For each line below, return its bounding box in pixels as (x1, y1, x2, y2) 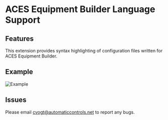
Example (5, 68, 33, 76)
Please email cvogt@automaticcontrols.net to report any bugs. (5, 109, 135, 115)
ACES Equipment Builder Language (5, 4, 155, 15)
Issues (5, 96, 27, 104)
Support (5, 14, 40, 26)
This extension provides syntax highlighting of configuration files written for (5, 48, 163, 53)
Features (5, 34, 34, 43)
